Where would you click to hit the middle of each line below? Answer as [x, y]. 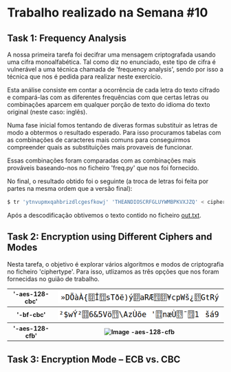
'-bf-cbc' [31, 315]
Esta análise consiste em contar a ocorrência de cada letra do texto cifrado [113, 90]
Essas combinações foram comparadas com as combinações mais [101, 161]
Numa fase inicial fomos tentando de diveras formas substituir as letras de [112, 125]
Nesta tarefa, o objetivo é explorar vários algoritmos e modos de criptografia [115, 264]
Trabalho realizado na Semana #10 [108, 13]
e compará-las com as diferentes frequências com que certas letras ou [108, 97]
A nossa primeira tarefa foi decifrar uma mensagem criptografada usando [111, 54]
